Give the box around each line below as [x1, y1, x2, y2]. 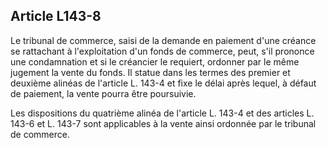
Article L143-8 [10, 8, 102, 25]
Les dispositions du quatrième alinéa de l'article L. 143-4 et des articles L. [10, 107, 315, 119]
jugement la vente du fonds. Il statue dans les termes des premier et [10, 66, 291, 78]
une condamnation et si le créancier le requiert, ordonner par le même [10, 55, 300, 68]
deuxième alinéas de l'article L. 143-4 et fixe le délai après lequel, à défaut [10, 77, 317, 89]
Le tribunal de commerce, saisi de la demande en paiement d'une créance [10, 34, 317, 46]
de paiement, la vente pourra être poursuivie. [10, 87, 197, 99]
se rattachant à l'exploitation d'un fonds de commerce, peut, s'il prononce [10, 45, 315, 57]
